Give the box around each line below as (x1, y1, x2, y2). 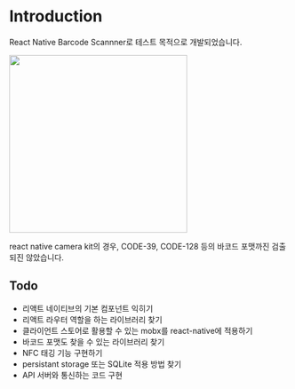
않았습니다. (25, 251, 65, 263)
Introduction (9, 6, 103, 27)
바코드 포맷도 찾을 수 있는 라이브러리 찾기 (21, 336, 165, 347)
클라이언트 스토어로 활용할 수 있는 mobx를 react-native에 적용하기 (21, 325, 253, 336)
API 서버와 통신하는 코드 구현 (21, 369, 123, 380)
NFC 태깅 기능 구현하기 (21, 347, 103, 358)
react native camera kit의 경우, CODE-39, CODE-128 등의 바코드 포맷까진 (9, 241, 270, 251)
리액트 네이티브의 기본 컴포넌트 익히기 (21, 303, 154, 314)
